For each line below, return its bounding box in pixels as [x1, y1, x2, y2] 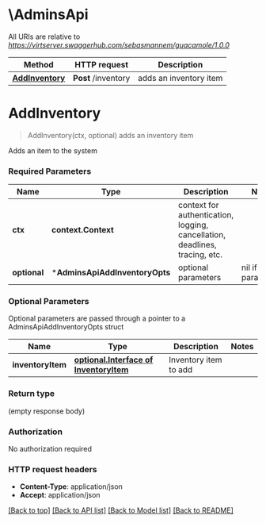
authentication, [177, 210, 234, 221]
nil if [241, 262, 257, 273]
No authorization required [8, 444, 93, 454]
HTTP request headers [8, 463, 97, 475]
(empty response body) [8, 406, 85, 416]
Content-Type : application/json [19, 482, 123, 491]
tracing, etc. [177, 249, 223, 260]
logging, [177, 220, 209, 231]
